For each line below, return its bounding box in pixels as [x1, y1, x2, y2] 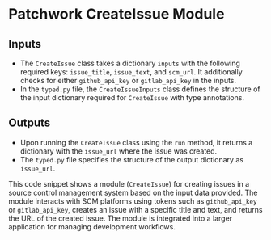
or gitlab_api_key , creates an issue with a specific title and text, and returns [8, 204, 263, 214]
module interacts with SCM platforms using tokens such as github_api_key [8, 196, 257, 206]
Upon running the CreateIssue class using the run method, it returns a [19, 137, 253, 147]
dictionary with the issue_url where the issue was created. [19, 146, 218, 156]
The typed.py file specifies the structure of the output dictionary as [19, 154, 244, 164]
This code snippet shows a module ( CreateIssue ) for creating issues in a [8, 179, 250, 188]
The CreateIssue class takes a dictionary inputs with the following [19, 58, 241, 68]
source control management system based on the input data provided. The [8, 187, 258, 197]
